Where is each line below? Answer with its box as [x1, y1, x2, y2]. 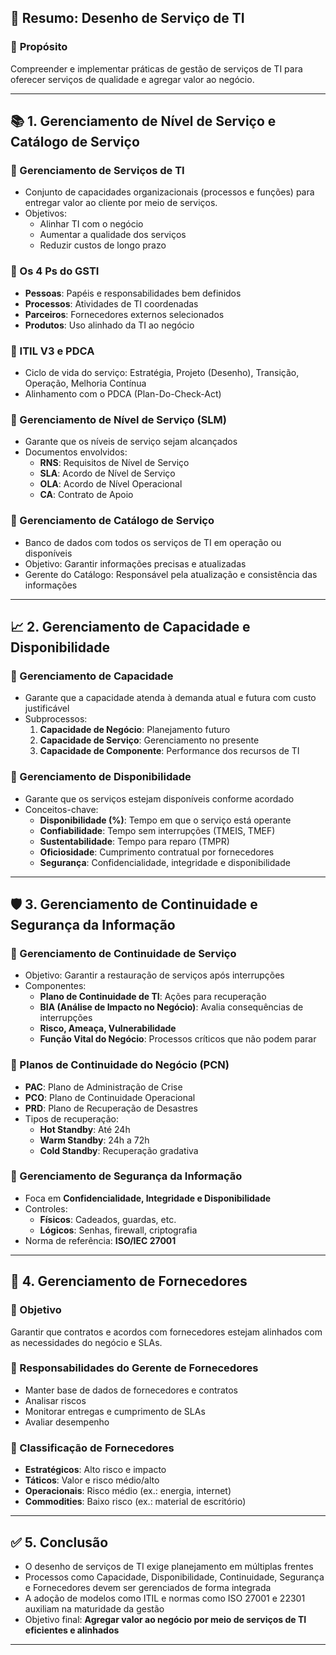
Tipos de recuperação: [24, 1112, 119, 1125]
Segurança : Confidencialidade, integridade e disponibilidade [39, 856, 291, 868]
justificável [24, 702, 70, 715]
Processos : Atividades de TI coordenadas [24, 297, 199, 310]
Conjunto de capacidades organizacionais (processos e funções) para [24, 186, 315, 198]
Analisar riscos [24, 1394, 87, 1406]
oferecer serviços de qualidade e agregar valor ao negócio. [10, 73, 255, 85]
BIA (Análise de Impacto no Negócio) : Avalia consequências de [39, 1001, 304, 1013]
